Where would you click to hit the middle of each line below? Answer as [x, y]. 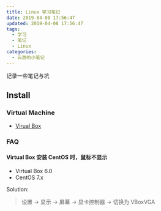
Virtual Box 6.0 [34, 171]
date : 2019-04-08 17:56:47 [41, 18]
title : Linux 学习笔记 [33, 12]
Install [18, 95]
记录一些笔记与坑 [28, 76]
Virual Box [28, 126]
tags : [13, 29]
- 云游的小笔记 [28, 57]
